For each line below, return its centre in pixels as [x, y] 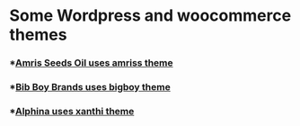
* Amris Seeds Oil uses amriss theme [91, 63]
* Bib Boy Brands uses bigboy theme [90, 87]
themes [38, 35]
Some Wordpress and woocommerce [150, 16]
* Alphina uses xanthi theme [72, 111]
